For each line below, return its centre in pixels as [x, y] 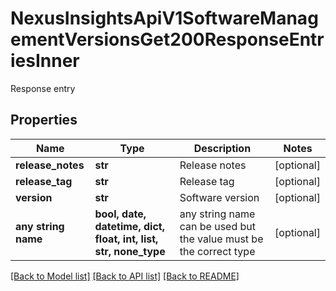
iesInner [45, 61]
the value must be [221, 239]
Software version [219, 197]
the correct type [217, 251]
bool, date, [120, 214]
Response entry [43, 88]
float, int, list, [126, 239]
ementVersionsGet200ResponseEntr [167, 39]
